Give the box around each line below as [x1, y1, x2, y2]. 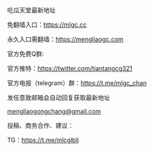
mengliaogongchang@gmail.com [7, 107, 102, 115]
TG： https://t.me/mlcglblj [7, 136, 79, 144]
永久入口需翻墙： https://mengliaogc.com [7, 35, 124, 43]
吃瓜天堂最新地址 [7, 6, 56, 14]
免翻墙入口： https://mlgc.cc [7, 21, 87, 29]
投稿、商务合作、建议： [7, 121, 74, 129]
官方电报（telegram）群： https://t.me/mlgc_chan [7, 79, 147, 87]
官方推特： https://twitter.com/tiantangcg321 [7, 65, 133, 72]
